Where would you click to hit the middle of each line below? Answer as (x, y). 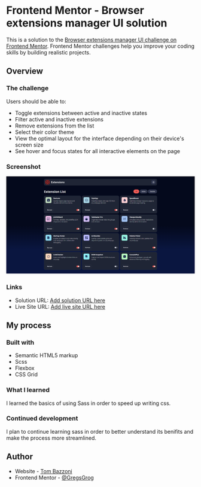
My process (29, 325)
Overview (25, 71)
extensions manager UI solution (87, 23)
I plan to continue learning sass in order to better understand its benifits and (100, 431)
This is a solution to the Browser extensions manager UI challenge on (92, 39)
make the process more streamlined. (51, 438)
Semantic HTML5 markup (46, 355)
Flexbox (25, 368)
